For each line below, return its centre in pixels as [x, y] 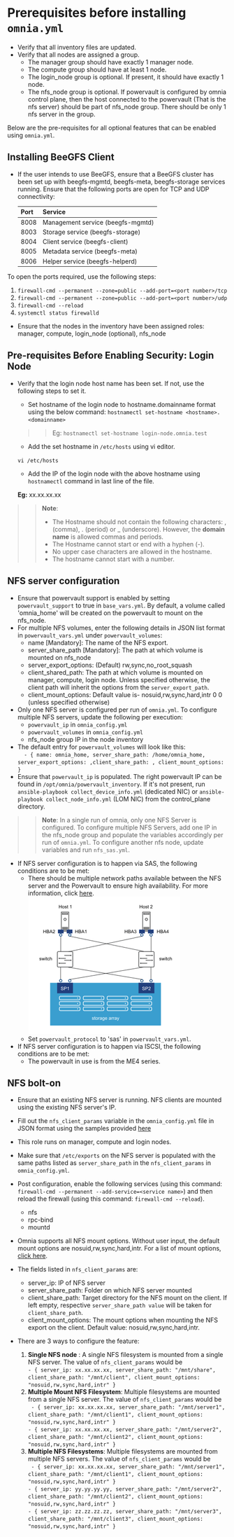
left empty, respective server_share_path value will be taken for [119, 1305]
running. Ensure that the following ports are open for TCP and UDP [113, 189]
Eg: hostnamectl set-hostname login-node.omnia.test [130, 433]
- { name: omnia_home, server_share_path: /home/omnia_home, [115, 754]
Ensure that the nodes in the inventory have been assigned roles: [111, 326]
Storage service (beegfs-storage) [92, 232]
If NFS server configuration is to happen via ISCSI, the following [109, 1046]
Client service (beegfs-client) [86, 242]
